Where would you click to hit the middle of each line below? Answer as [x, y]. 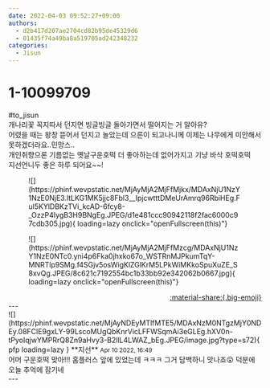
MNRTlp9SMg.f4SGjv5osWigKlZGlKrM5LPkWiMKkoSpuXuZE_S [133, 264]
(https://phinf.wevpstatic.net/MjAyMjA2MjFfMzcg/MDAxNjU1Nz [133, 247]
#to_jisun [24, 115]
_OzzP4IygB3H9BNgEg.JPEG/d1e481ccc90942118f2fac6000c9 [133, 214]
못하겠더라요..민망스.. [42, 145]
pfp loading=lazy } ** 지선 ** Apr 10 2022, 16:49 [80, 349]
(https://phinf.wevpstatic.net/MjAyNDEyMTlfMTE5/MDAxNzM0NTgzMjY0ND [135, 323]
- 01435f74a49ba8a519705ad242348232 [77, 38]
